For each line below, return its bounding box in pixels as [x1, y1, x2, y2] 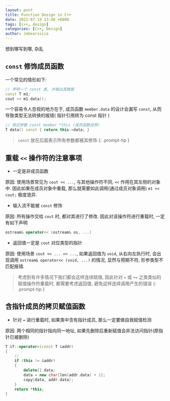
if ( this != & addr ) [14, 358, 56, 363]
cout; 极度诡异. [5, 192, 37, 198]
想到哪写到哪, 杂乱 [5, 46, 44, 51]
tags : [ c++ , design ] [5, 21, 49, 27]
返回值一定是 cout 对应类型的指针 [12, 239, 83, 246]
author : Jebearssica [5, 31, 49, 36]
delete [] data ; [23, 368, 56, 373]
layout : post [5, 7, 33, 13]
